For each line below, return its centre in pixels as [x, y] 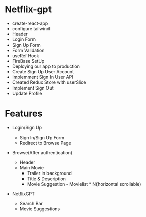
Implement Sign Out [33, 88]
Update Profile [27, 93]
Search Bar [31, 203]
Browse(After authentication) [42, 152]
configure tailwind [31, 28]
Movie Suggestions [40, 209]
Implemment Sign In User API [43, 77]
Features [24, 114]
